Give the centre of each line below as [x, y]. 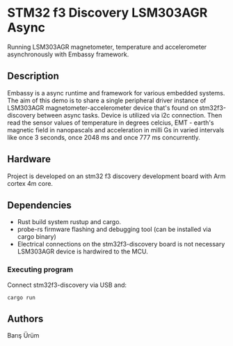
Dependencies [39, 205]
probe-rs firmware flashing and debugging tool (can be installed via [114, 229]
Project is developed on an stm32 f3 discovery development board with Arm [116, 176]
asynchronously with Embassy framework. [68, 54]
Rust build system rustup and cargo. [69, 222]
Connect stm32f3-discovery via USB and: [67, 285]
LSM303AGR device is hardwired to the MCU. [82, 251]
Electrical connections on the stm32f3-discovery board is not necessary [121, 244]
